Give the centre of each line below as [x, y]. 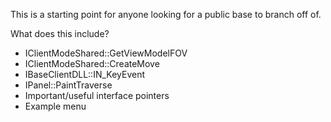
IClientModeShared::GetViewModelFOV [106, 53]
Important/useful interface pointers [97, 95]
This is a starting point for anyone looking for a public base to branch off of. [166, 14]
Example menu [55, 106]
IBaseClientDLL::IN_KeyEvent [85, 74]
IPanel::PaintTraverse [68, 85]
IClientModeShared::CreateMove [92, 63]
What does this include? [60, 33]
